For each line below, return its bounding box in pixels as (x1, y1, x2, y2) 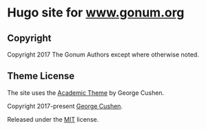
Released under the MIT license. (7, 115, 99, 123)
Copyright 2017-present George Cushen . (7, 102, 123, 110)
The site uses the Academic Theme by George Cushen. (7, 88, 165, 97)
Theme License (7, 70, 75, 82)
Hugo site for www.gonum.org (7, 5, 185, 21)
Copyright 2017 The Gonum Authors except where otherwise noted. (7, 50, 200, 58)
